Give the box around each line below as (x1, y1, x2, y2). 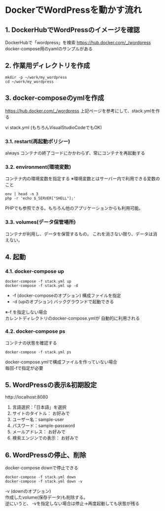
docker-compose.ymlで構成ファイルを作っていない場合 (5, 359, 117, 365)
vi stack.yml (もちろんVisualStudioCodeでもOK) (5, 124, 102, 130)
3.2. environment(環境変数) (5, 163, 71, 170)
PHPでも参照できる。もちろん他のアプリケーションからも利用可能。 (5, 205, 143, 211)
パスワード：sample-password (12, 423, 75, 429)
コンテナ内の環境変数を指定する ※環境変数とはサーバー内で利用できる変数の (5, 176, 160, 182)
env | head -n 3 (5, 192, 38, 197)
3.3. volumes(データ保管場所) (5, 219, 76, 225)
